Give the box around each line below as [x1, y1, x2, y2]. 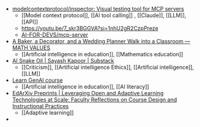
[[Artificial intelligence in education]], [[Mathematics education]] [21, 51, 183, 57]
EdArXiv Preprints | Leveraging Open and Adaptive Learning [12, 90, 164, 96]
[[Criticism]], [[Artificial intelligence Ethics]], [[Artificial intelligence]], [21, 64, 194, 71]
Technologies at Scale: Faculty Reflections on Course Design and [12, 96, 177, 103]
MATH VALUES [12, 44, 51, 51]
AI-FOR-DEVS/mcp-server [21, 31, 89, 38]
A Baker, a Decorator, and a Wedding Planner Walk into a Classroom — [12, 38, 191, 45]
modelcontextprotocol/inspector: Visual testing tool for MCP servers [12, 5, 185, 12]
